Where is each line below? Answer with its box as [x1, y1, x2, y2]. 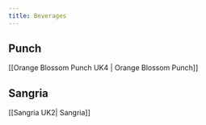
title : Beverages [8, 11, 67, 20]
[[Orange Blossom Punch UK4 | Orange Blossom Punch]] [8, 63, 199, 73]
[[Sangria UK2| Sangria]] [8, 108, 91, 118]
